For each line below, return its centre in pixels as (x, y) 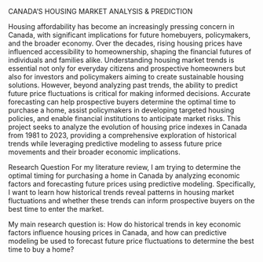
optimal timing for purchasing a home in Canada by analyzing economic (124, 175)
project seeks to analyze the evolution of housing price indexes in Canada (128, 127)
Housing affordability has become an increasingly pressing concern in (121, 26)
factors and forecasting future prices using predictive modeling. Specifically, (132, 184)
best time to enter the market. (56, 209)
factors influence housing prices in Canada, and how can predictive (118, 232)
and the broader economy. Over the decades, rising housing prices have (125, 43)
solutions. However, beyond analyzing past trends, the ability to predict (123, 85)
